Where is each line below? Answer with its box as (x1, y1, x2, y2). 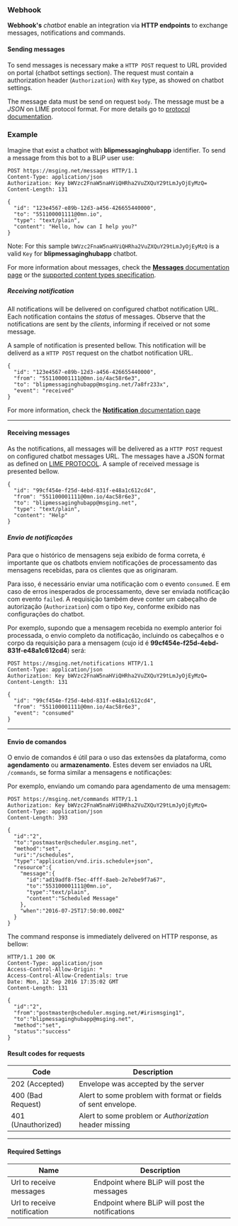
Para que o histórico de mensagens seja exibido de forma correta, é (7, 551, 205, 559)
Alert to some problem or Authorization (79, 1111, 209, 1121)
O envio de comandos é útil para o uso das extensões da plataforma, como (7, 753, 227, 762)
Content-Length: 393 (7, 814, 69, 822)
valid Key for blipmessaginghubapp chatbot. (7, 249, 138, 258)
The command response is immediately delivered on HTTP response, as (7, 932, 218, 941)
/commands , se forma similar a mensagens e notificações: (7, 768, 172, 777)
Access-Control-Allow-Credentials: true (7, 972, 129, 980)
